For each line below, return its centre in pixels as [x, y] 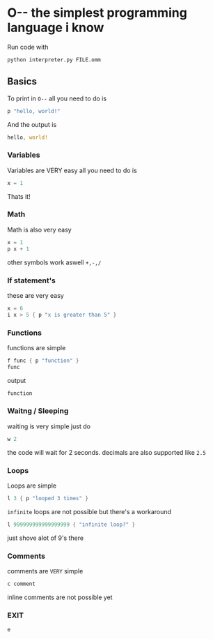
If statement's [31, 280]
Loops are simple [32, 486]
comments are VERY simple [45, 571]
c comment [22, 584]
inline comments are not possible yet [60, 597]
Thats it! [19, 196]
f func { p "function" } [43, 361]
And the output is [32, 124]
